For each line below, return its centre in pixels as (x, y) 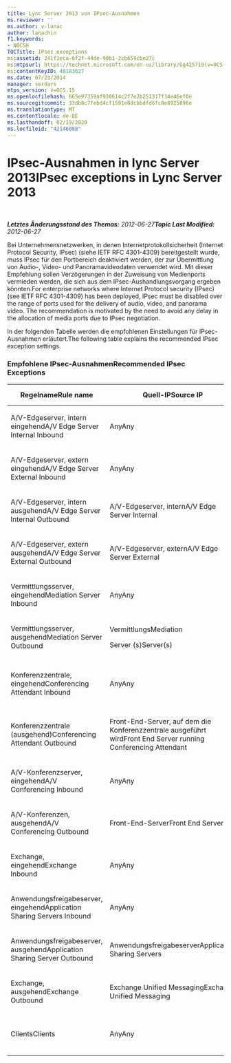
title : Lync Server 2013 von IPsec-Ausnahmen (73, 13)
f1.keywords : (26, 39)
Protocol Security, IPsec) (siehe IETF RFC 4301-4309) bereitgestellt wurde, (113, 253)
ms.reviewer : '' (30, 20)
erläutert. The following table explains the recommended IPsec (130, 339)
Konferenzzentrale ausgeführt (158, 730)
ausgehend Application (47, 949)
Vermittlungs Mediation (146, 629)
